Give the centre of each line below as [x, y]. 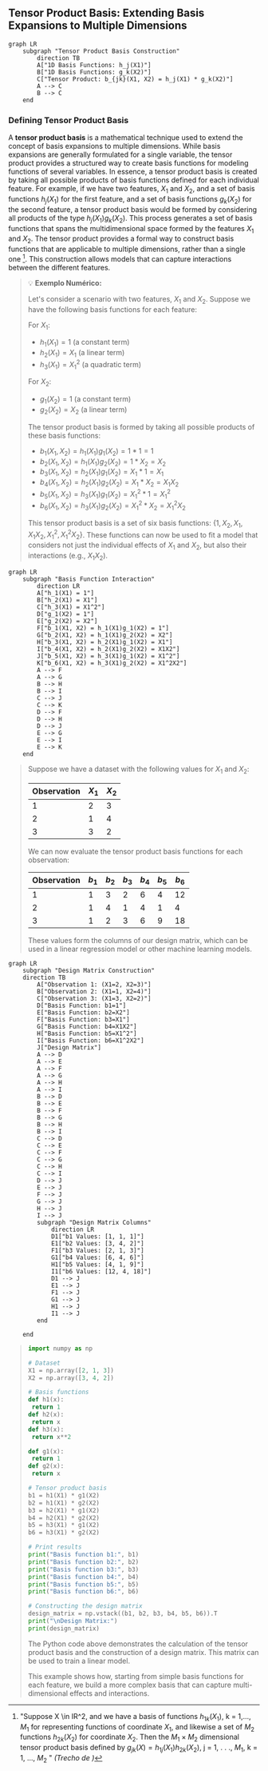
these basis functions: [64, 435]
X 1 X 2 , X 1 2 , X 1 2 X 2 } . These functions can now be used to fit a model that [143, 535]
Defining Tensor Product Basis [69, 120]
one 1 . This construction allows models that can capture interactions [120, 258]
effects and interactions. [110, 1693]
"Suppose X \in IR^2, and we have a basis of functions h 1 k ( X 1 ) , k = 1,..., [135, 1717]
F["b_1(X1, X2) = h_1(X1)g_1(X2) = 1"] [103, 628]
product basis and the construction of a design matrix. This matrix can [143, 1652]
